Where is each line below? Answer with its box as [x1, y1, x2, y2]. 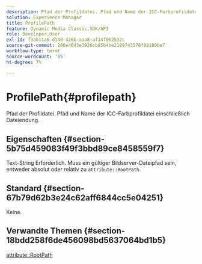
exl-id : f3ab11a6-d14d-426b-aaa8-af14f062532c [6, 37, 125, 43]
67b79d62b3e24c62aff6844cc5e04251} [6, 192, 164, 203]
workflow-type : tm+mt [6, 48, 61, 54]
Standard [6, 183, 42, 193]
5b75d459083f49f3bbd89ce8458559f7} [6, 143, 165, 153]
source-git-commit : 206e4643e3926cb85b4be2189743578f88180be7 [6, 43, 165, 49]
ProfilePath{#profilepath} [6, 90, 137, 104]
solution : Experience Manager [6, 14, 82, 20]
